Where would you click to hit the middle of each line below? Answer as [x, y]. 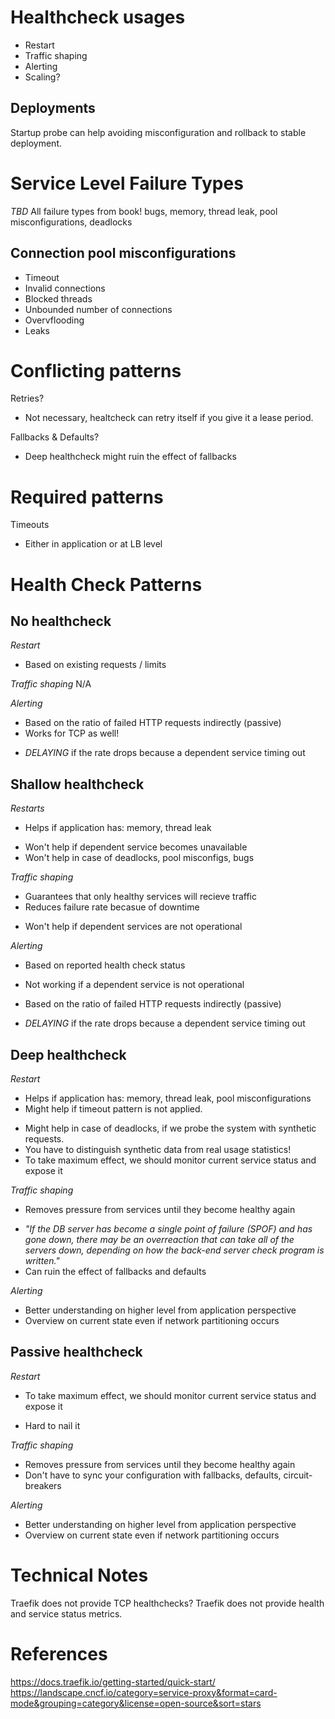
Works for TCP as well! [72, 733]
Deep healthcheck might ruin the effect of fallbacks [130, 457]
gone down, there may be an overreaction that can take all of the [159, 1239]
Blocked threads [58, 298]
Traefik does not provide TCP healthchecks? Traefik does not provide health [167, 1603]
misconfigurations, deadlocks [71, 222]
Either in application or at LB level [93, 544]
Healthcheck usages [98, 17]
